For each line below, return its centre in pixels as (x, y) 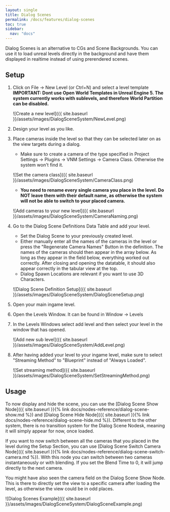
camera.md (17, 457)
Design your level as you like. (43, 129)
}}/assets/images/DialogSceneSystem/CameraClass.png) (73, 180)
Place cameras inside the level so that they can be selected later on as (87, 139)
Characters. (33, 279)
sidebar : (15, 29)
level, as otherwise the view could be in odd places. (59, 489)
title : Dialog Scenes (28, 15)
